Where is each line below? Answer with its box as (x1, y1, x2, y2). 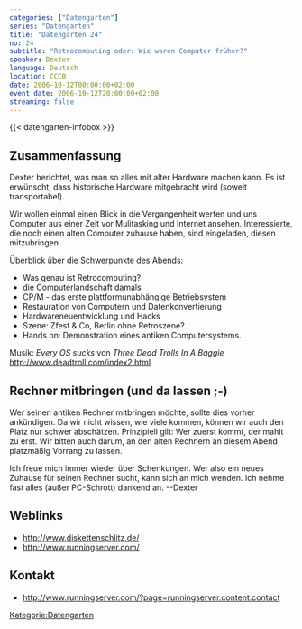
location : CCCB (9, 72, 67, 81)
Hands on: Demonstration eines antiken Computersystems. (22, 330, 242, 341)
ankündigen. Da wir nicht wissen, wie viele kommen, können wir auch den (9, 417, 284, 427)
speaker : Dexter (9, 55, 70, 64)
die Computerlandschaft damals (22, 282, 142, 293)
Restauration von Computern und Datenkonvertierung (22, 301, 223, 312)
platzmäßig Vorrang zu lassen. (9, 446, 124, 456)
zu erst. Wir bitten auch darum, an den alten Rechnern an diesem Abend (9, 436, 278, 447)
